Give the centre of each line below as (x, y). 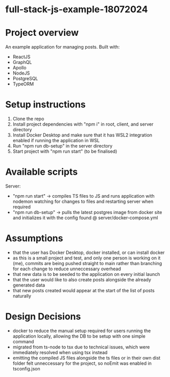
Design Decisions (43, 316)
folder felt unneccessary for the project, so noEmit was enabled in (82, 363)
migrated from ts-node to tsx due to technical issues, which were (81, 347)
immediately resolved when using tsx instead (60, 352)
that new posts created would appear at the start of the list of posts (83, 290)
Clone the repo (28, 119)
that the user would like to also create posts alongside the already (82, 279)
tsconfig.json (26, 368)
